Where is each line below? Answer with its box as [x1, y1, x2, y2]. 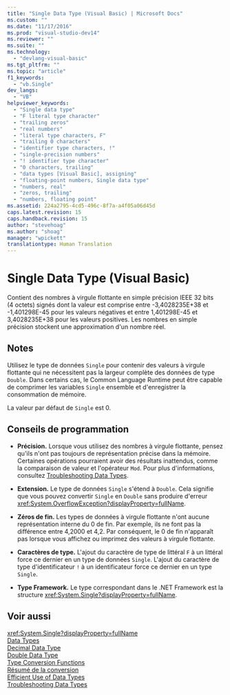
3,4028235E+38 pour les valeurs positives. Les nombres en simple [7, 315, 198, 324]
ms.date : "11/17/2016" [7, 23, 72, 30]
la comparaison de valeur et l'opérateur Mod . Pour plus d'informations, [17, 463, 215, 472]
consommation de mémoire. [7, 390, 87, 399]
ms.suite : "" [7, 42, 45, 49]
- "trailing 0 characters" [13, 139, 91, 145]
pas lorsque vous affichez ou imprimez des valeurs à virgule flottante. [17, 534, 216, 543]
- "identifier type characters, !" [13, 145, 116, 152]
